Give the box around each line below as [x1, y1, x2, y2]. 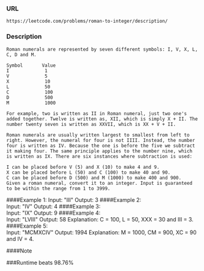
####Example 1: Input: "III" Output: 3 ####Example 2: [6, 196, 142, 203]
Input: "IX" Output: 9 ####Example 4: [6, 209, 101, 217]
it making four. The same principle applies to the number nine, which [6, 148, 192, 154]
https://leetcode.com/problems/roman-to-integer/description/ [6, 18, 168, 24]
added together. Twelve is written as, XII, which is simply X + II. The [6, 116, 199, 122]
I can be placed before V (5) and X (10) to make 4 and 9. [6, 164, 160, 170]
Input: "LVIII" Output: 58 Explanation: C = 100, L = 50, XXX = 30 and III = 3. [6, 215, 194, 223]
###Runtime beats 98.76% [6, 259, 74, 266]
